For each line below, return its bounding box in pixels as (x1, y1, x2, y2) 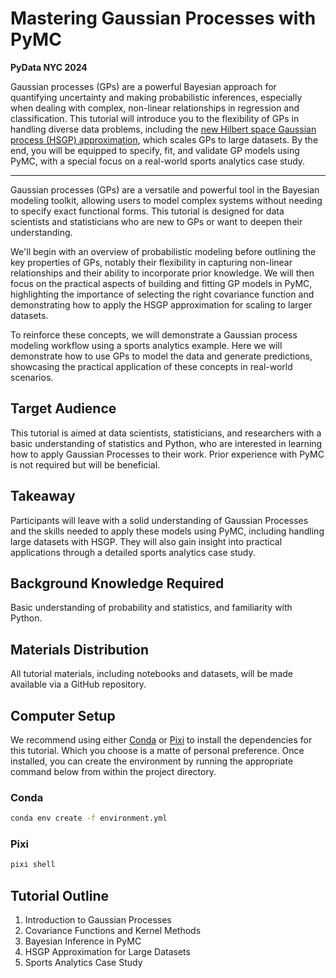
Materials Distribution (10, 641, 149, 658)
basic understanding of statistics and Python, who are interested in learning (10, 437, 323, 449)
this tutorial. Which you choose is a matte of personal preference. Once (10, 745, 305, 756)
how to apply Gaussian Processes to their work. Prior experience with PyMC (10, 448, 325, 460)
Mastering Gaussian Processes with (10, 7, 317, 30)
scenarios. (10, 371, 54, 383)
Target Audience (10, 400, 117, 417)
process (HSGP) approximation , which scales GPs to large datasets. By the (10, 133, 319, 146)
